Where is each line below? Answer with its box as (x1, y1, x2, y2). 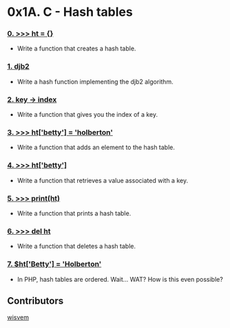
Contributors (7, 295, 64, 307)
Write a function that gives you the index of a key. (17, 110, 158, 119)
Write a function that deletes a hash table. (17, 242, 136, 251)
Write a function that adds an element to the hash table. (17, 143, 176, 152)
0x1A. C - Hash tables (7, 4, 133, 20)
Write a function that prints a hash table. (17, 209, 132, 218)
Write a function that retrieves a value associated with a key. (17, 176, 188, 184)
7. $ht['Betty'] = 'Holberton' (7, 260, 102, 269)
